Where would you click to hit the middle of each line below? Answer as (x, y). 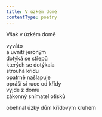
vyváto (15, 46)
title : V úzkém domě (32, 12)
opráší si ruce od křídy (34, 83)
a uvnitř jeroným (26, 52)
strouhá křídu (23, 71)
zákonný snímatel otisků (36, 96)
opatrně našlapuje (28, 77)
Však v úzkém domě (31, 34)
